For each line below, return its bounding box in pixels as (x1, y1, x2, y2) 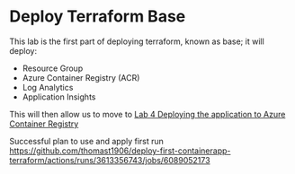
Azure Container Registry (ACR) (22, 72, 140, 83)
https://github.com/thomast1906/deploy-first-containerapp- (9, 145, 231, 156)
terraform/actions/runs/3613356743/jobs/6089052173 (9, 154, 210, 165)
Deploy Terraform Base (9, 6, 186, 27)
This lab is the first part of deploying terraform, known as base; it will (9, 36, 265, 47)
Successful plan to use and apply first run (9, 135, 165, 146)
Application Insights (22, 91, 96, 102)
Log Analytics (22, 82, 74, 92)
